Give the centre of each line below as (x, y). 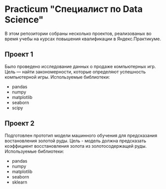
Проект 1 (19, 54)
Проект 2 (20, 124)
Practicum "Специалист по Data (74, 9)
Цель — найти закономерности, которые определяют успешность (75, 72)
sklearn (20, 182)
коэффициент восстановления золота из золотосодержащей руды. (76, 146)
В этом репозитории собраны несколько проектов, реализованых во (78, 33)
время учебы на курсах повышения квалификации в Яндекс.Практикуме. (83, 39)
